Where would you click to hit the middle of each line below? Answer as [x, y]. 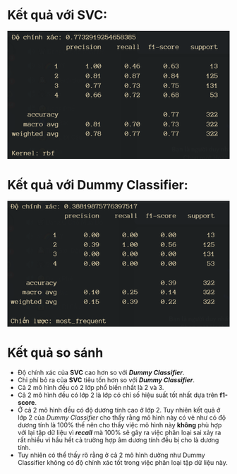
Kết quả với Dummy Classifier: [98, 185]
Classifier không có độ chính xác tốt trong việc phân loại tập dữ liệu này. [122, 462]
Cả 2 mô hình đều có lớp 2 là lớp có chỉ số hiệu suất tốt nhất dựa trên [118, 395]
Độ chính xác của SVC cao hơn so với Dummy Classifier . [101, 372]
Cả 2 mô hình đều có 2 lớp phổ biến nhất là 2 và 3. [91, 387]
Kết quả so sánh [55, 352]
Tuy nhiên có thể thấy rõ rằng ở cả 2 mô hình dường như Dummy [111, 455]
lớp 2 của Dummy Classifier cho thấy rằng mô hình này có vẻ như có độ [122, 417]
